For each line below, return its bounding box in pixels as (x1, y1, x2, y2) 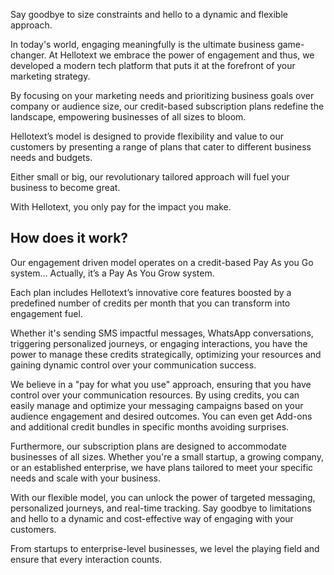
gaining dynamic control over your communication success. (10, 359, 257, 371)
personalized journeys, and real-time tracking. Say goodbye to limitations (10, 502, 312, 514)
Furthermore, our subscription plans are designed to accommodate (10, 440, 287, 452)
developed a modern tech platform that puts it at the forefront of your (10, 60, 296, 71)
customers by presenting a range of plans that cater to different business (10, 141, 312, 153)
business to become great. (10, 182, 121, 193)
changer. (10, 49, 47, 61)
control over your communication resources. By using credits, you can (10, 389, 300, 401)
